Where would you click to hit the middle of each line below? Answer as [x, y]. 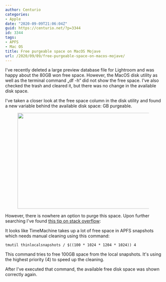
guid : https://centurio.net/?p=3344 [43, 28]
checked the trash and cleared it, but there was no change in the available [81, 86]
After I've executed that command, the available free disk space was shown [83, 269]
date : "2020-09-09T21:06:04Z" [36, 24]
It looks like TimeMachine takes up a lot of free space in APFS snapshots [80, 231]
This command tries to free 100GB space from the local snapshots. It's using [83, 254]
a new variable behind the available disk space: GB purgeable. [69, 106]
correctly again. [21, 275]
